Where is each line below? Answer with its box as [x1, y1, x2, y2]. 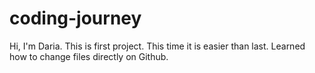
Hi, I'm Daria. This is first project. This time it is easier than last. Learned [9, 40, 306, 52]
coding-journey [9, 7, 142, 30]
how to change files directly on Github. [9, 50, 169, 62]
